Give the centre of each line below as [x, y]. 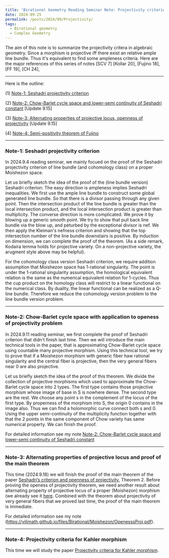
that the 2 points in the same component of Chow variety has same [75, 419]
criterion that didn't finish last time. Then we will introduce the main [75, 339]
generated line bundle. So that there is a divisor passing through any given [82, 198]
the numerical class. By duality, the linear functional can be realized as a [80, 289]
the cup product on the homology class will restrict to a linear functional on [83, 283]
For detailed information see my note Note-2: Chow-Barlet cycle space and [83, 434]
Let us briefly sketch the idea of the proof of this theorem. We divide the [80, 376]
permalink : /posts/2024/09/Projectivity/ [49, 19]
